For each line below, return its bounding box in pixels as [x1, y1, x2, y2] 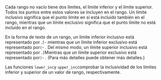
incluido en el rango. [5, 25, 46, 31]
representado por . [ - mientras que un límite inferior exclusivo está [5, 39, 138, 45]
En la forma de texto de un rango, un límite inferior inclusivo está [5, 34, 135, 40]
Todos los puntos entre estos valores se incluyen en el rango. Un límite [5, 9, 147, 15]
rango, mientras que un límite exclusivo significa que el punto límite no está [5, 19, 156, 25]
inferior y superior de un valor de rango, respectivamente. [5, 69, 121, 75]
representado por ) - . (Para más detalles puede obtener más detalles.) [5, 55, 145, 60]
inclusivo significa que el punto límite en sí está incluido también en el [5, 15, 145, 20]
